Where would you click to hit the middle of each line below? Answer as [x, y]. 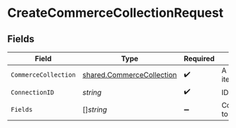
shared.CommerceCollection [130, 75]
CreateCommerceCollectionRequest [115, 13]
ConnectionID [33, 92]
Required [199, 59]
